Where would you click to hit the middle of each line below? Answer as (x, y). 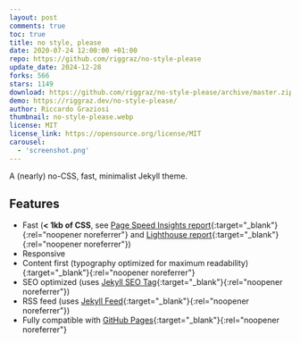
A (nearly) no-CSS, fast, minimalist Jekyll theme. (99, 176)
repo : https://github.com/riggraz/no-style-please (105, 59)
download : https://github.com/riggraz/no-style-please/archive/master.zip (151, 92)
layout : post (33, 17)
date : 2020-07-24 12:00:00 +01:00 (74, 51)
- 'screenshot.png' (54, 150)
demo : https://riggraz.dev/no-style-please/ (93, 100)
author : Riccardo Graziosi (59, 109)
